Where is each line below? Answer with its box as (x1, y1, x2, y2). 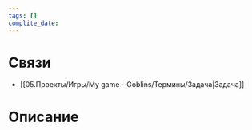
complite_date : (8, 19, 59, 27)
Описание (8, 108, 79, 126)
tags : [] (8, 11, 38, 20)
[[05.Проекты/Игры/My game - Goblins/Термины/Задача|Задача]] (19, 80, 245, 89)
